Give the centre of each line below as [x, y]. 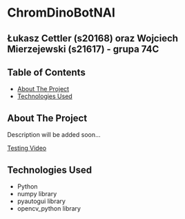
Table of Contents [47, 72]
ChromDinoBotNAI [61, 13]
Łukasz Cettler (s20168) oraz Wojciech [92, 38]
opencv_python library [49, 209]
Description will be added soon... [54, 135]
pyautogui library [41, 201]
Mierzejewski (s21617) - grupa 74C [83, 49]
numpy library [37, 194]
